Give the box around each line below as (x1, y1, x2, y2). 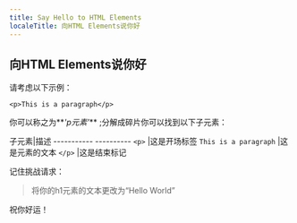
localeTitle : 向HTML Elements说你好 (9, 21, 140, 30)
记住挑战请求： (9, 167, 64, 177)
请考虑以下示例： (9, 82, 72, 93)
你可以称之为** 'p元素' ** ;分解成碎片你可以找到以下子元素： (9, 117, 228, 128)
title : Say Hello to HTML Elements (9, 13, 142, 22)
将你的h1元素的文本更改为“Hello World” (30, 185, 176, 196)
